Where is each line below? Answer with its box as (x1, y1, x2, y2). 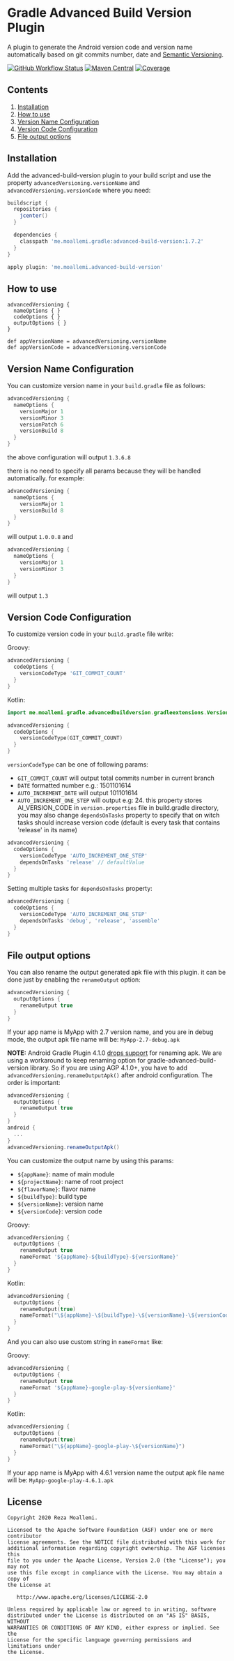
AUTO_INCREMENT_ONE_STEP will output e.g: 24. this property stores (17, 796, 203, 804)
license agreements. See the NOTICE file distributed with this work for (7, 1539, 226, 1546)
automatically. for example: (7, 474, 85, 482)
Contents (7, 84, 49, 96)
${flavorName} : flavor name (17, 1185, 96, 1193)
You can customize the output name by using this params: (7, 1156, 174, 1165)
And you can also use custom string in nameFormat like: (7, 1338, 164, 1346)
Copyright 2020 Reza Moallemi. (7, 1514, 98, 1521)
